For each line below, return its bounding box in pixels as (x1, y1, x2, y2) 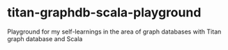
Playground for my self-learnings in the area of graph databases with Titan (7, 27, 222, 36)
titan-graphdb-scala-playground (7, 5, 202, 21)
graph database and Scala (7, 34, 83, 42)
